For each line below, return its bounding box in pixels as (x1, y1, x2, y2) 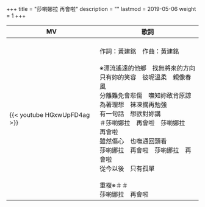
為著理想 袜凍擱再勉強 (99, 100, 167, 108)
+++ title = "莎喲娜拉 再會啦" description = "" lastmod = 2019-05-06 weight (6, 5, 196, 12)
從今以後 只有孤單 (99, 164, 155, 172)
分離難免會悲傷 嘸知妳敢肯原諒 (99, 91, 192, 99)
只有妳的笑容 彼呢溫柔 (99, 73, 167, 81)
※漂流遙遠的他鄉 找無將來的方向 (99, 64, 195, 72)
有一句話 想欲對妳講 (99, 110, 161, 118)
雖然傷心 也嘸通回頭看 (99, 137, 167, 145)
